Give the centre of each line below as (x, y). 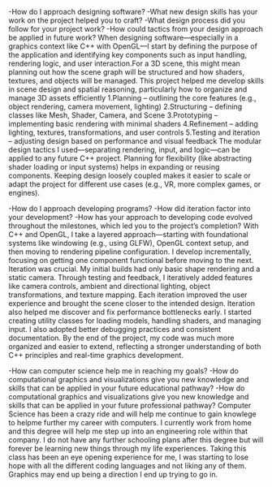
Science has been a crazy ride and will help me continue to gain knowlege (133, 414)
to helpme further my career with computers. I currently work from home (130, 422)
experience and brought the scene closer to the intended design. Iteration (132, 303)
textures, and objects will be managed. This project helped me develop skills (136, 81)
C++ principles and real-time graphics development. (96, 355)
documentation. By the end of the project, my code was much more (121, 338)
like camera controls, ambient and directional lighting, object (110, 286)
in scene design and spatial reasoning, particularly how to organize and (128, 89)
